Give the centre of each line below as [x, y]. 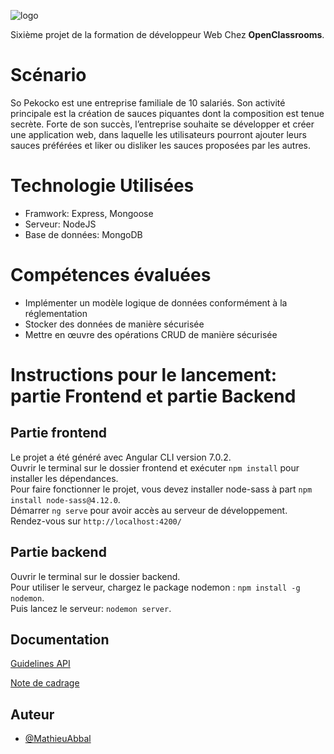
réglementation [56, 313]
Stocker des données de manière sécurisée [114, 324]
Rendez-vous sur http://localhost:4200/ [96, 521]
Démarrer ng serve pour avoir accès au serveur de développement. [149, 510]
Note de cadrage [45, 683]
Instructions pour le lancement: [144, 375]
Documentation [60, 640]
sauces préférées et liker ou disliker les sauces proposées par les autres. [161, 145]
